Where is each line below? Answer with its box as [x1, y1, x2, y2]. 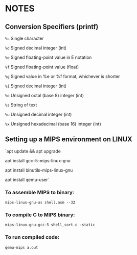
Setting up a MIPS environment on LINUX [5, 135, 133, 144]
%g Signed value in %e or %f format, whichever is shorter [5, 74, 120, 79]
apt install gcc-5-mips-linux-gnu [5, 157, 71, 163]
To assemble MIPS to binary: [5, 189, 74, 196]
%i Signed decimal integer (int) [5, 83, 67, 89]
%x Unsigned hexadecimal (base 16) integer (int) [5, 121, 101, 127]
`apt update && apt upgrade [5, 148, 61, 154]
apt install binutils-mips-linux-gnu [5, 167, 73, 173]
